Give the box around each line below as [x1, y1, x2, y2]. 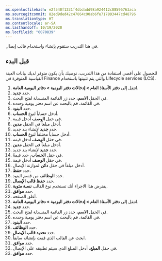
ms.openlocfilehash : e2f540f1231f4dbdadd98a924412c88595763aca [5, 7, 136, 12]
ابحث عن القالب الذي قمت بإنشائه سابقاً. [12, 235, 86, 241]
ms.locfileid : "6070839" [5, 30, 56, 35]
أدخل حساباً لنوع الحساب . [12, 111, 59, 116]
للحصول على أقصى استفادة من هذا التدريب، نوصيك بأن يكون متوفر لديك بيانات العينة [5, 70, 157, 76]
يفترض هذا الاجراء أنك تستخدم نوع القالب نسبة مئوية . [12, 183, 108, 189]
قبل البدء [5, 57, 29, 66]
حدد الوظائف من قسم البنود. [12, 172, 64, 178]
